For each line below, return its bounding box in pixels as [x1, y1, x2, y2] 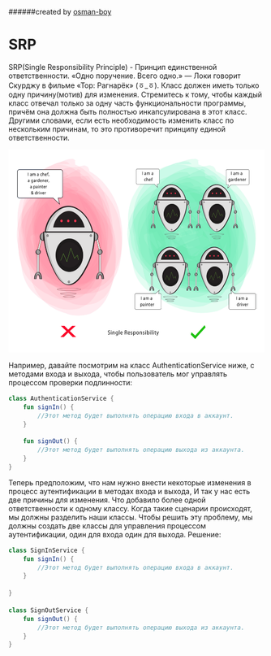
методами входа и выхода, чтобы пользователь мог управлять [8, 369, 227, 379]
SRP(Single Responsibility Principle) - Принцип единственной [8, 62, 217, 72]
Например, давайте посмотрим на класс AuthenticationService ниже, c [8, 360, 255, 370]
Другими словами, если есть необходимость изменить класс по [8, 115, 234, 125]
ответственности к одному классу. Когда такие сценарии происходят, [8, 503, 253, 513]
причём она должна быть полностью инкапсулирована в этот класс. [8, 106, 247, 116]
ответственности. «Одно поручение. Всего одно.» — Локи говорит [8, 71, 241, 80]
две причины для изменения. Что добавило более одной [8, 495, 206, 505]
